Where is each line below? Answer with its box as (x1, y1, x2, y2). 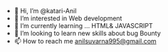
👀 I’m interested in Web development (14, 14, 122, 22)
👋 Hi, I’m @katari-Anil (14, 7, 77, 15)
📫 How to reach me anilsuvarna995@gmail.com (14, 37, 157, 45)
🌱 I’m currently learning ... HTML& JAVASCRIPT (14, 22, 153, 30)
